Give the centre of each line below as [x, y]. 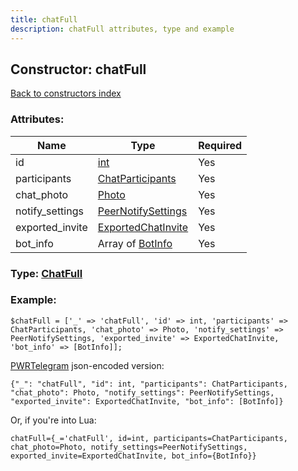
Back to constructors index [66, 93]
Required [220, 145]
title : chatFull [44, 19]
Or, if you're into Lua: [53, 420]
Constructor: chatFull [78, 69]
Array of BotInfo [135, 243]
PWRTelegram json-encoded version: [87, 365]
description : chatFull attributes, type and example [122, 29]
